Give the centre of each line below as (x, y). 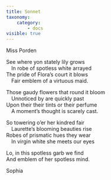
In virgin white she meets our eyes (53, 142)
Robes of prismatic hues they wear (48, 135)
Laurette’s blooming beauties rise (52, 129)
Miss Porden (22, 50)
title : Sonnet (24, 12)
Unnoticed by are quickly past (48, 99)
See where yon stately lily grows (45, 62)
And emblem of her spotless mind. (48, 159)
